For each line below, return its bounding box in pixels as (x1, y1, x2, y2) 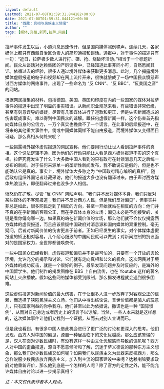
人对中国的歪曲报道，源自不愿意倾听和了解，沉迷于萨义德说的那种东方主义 (5, 344, 155, 349)
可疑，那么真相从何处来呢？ (5, 134, 61, 139)
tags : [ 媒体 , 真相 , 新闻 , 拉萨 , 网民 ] (5, 30, 68, 35)
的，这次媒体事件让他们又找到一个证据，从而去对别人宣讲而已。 (5, 315, 133, 321)
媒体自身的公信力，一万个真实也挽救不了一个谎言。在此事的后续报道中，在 (9, 122, 159, 127)
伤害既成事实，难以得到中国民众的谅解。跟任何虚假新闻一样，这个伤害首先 (5, 115, 155, 121)
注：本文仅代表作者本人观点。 (5, 379, 65, 385)
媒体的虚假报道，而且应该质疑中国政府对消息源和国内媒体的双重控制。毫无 (9, 222, 159, 227)
